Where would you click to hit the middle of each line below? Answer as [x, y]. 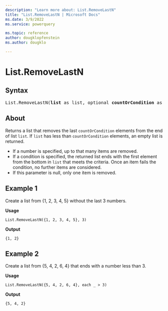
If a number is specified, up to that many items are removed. [75, 151]
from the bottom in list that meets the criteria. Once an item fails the [84, 162]
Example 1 [21, 188]
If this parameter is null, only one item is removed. [64, 172]
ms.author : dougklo [26, 43]
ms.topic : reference [27, 33]
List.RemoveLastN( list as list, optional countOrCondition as [84, 102]
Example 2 [22, 254]
